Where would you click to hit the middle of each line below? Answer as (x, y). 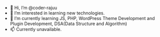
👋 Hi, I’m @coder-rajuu (33, 8)
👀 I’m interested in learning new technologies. (57, 13)
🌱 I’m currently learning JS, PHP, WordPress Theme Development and (82, 18)
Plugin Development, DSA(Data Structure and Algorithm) (68, 23)
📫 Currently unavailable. (36, 29)
